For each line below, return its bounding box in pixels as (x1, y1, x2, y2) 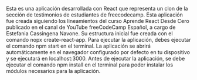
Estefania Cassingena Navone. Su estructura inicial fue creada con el (6, 30, 173, 37)
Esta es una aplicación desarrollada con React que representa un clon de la (6, 5, 188, 12)
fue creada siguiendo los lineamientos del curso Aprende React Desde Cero (6, 18, 189, 24)
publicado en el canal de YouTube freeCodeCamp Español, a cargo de (6, 24, 176, 31)
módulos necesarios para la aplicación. (6, 68, 101, 74)
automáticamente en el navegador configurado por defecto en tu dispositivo (6, 49, 191, 55)
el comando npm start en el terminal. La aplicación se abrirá (6, 42, 151, 49)
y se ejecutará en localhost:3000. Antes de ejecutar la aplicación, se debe (6, 55, 185, 62)
